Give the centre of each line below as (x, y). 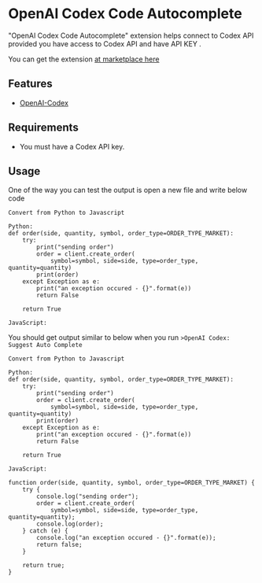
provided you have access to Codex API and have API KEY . (105, 43)
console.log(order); (70, 524)
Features (30, 84)
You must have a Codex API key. (72, 146)
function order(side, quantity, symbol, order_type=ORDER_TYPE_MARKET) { (132, 483)
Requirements (43, 128)
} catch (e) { (45, 531)
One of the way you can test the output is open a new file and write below (128, 190)
